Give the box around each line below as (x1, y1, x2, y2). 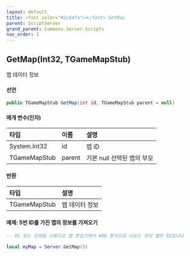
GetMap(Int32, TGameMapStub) (6, 54, 131, 64)
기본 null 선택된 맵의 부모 (86, 154, 154, 162)
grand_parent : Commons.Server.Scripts (6, 26, 104, 32)
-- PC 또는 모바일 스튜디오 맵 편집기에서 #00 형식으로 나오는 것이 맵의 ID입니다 (6, 232, 184, 239)
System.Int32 (9, 142, 48, 151)
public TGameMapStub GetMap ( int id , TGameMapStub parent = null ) (6, 100, 175, 106)
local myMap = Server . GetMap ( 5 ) (6, 244, 88, 250)
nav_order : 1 (6, 32, 39, 38)
